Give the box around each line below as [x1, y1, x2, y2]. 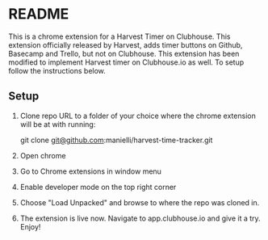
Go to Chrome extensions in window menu [19, 166, 161, 176]
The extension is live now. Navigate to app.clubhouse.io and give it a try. [19, 213, 261, 223]
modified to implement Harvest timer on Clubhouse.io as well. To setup [8, 57, 245, 67]
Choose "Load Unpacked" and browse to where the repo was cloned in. [19, 197, 260, 207]
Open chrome [19, 150, 66, 160]
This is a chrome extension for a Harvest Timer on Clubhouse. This [8, 32, 231, 41]
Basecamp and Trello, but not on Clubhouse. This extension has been [8, 48, 240, 58]
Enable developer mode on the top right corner [19, 182, 177, 192]
